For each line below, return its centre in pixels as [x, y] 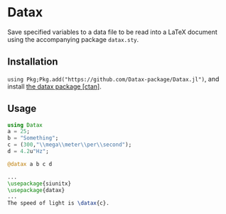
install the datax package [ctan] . [54, 86]
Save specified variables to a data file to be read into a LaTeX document [113, 32]
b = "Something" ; [33, 138]
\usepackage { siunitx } [39, 184]
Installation [33, 62]
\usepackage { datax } [36, 190]
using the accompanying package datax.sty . [73, 39]
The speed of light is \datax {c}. [59, 203]
